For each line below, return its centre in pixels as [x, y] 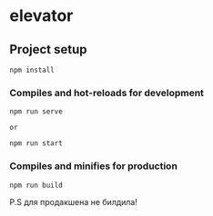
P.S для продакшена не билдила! [74, 201]
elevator [41, 16]
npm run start [36, 143]
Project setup [49, 49]
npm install [32, 70]
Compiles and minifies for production [93, 166]
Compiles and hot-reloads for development [107, 93]
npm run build [36, 185]
